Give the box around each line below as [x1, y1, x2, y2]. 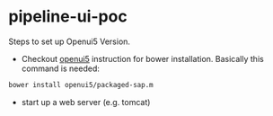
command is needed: [21, 63, 101, 74]
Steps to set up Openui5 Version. [8, 36, 131, 47]
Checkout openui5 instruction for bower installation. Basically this [21, 53, 264, 64]
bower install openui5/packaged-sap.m [8, 80, 154, 89]
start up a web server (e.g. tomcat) [21, 96, 151, 107]
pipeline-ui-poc [8, 6, 128, 27]
